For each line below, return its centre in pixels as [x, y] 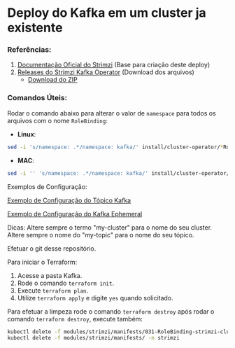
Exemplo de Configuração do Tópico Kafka [69, 200]
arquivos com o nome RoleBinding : [58, 120]
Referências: [29, 50]
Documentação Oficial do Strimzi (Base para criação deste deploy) [114, 65]
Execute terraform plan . [53, 290]
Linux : [27, 134]
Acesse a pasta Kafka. [50, 275]
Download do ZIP [53, 80]
